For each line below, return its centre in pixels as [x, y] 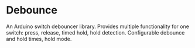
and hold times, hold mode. [39, 39]
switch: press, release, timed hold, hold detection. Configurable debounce [95, 32]
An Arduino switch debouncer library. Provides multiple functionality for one [97, 26]
